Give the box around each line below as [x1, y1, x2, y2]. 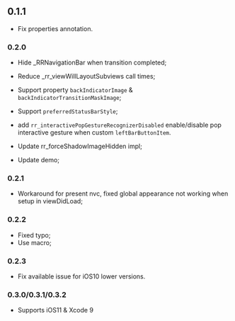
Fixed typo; [17, 230, 51, 240]
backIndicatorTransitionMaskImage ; [17, 94, 122, 102]
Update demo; [17, 156, 60, 164]
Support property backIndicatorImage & [17, 86, 133, 94]
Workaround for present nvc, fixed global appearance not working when [17, 189, 229, 198]
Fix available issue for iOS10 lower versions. [17, 272, 146, 281]
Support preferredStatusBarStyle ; [17, 107, 118, 116]
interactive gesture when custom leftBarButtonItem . [17, 128, 171, 137]
